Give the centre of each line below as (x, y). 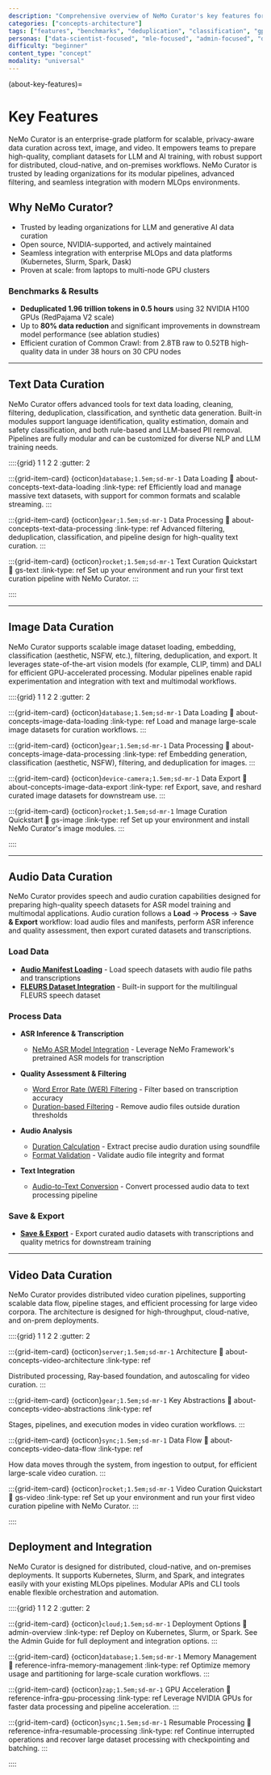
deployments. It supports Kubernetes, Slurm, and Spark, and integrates (127, 1575)
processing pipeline (65, 1195)
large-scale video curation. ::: (57, 1473)
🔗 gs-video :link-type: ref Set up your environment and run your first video (132, 1498)
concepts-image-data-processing (65, 754)
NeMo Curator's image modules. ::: (67, 828)
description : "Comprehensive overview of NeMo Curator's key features (129, 16)
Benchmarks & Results (54, 290)
